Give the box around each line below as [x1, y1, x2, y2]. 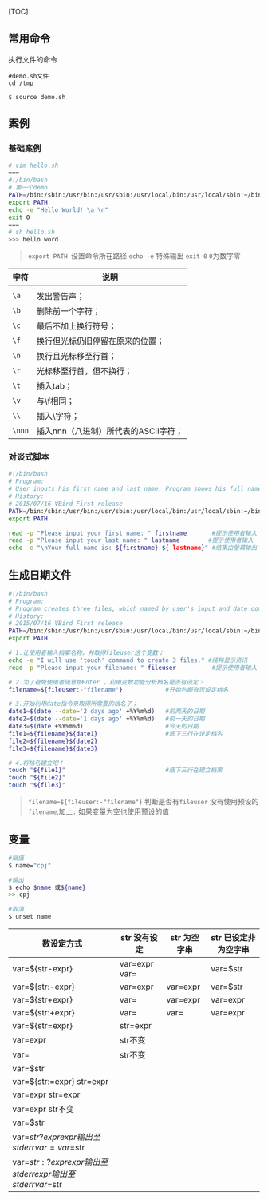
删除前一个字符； [36, 305, 101, 317]
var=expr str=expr [12, 1089, 81, 1100]
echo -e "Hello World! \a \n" [8, 205, 109, 214]
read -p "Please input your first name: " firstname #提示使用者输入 [8, 529, 258, 537]
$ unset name [8, 913, 52, 921]
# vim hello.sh [8, 161, 59, 169]
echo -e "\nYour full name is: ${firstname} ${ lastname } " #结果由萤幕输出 [8, 544, 258, 552]
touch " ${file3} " [8, 781, 66, 790]
